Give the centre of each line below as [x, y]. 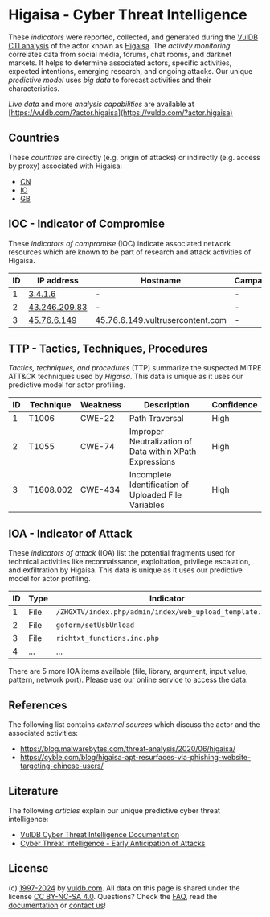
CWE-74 [97, 447]
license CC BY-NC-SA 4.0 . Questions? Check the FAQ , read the [113, 896]
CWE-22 [97, 419]
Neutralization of [161, 442]
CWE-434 [100, 490]
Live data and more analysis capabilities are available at [101, 104]
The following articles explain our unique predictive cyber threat [115, 810]
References [38, 705]
